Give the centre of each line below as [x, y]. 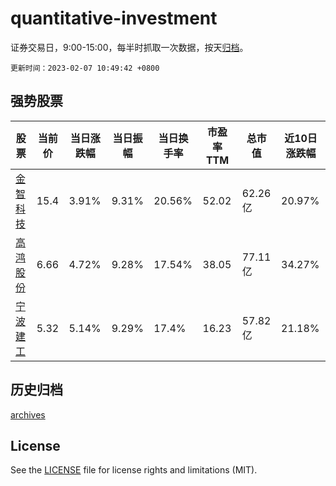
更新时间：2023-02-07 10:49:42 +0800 [85, 68]
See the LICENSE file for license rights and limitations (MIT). [134, 470]
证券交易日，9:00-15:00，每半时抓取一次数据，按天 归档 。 [129, 47]
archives [28, 414]
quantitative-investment [114, 18]
